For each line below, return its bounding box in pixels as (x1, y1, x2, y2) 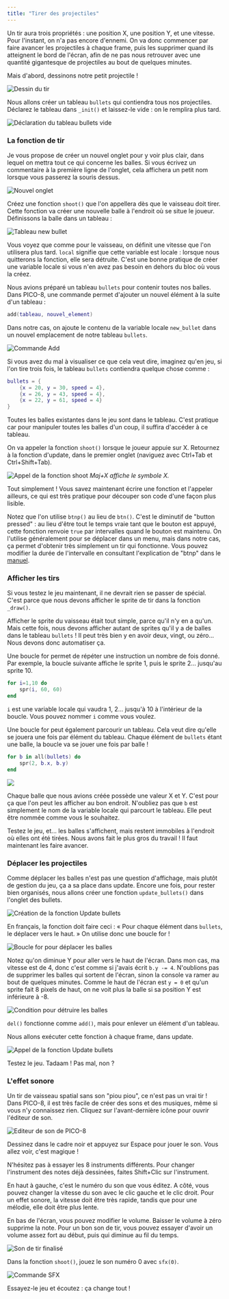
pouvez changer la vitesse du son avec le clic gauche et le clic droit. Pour (7, 1189, 214, 1197)
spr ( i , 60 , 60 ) (19, 687, 63, 693)
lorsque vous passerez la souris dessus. (7, 173, 120, 181)
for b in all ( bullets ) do (7, 754, 81, 761)
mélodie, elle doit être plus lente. (7, 1203, 99, 1211)
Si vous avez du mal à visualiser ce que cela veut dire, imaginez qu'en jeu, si (7, 357, 222, 366)
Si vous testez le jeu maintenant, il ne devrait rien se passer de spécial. (7, 589, 206, 597)
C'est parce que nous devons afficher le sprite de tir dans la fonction (7, 596, 200, 604)
